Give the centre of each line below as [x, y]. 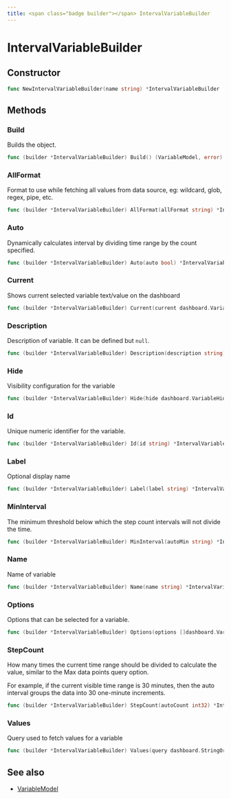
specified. [21, 250]
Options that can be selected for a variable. [68, 619]
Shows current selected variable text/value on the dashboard [94, 295]
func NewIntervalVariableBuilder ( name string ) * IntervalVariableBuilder [113, 89]
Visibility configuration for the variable [61, 386]
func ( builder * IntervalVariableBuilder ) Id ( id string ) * [92, 444]
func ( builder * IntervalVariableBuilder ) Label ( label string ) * [101, 489]
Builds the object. [32, 145]
